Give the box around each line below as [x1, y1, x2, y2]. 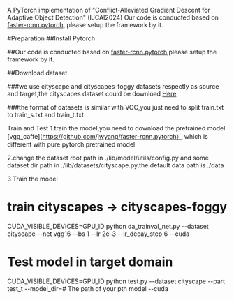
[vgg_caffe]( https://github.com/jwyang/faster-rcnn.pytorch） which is [7, 133, 208, 140]
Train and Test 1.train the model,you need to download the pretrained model [7, 124, 226, 132]
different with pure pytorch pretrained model [7, 140, 136, 149]
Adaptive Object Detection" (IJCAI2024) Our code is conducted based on [7, 13, 219, 22]
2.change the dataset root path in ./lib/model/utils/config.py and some [7, 153, 210, 162]
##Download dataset [7, 69, 68, 77]
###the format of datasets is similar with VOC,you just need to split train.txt [7, 103, 224, 111]
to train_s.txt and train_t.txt [7, 111, 85, 119]
